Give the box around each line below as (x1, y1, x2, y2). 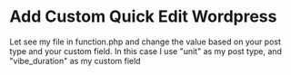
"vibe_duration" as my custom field (9, 55, 141, 66)
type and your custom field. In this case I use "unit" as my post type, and (9, 45, 282, 56)
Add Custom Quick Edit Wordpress (9, 6, 277, 27)
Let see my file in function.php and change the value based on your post (9, 36, 282, 47)
